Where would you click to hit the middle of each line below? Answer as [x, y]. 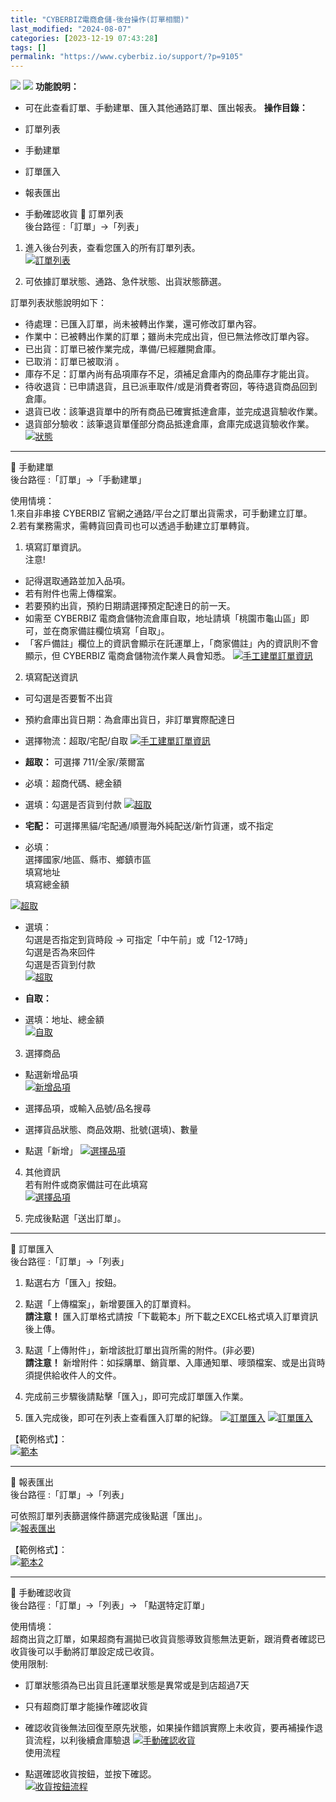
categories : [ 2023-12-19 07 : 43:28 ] [84, 38]
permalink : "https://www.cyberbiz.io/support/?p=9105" [127, 57]
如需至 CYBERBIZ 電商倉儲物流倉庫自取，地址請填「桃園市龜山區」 [162, 618]
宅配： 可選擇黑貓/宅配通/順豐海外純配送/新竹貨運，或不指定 [149, 826]
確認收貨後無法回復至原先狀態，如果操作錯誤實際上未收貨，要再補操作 [169, 1728]
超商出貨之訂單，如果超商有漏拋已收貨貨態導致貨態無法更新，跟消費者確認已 [168, 1639]
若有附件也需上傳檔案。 [73, 593]
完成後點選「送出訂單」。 [75, 1218]
